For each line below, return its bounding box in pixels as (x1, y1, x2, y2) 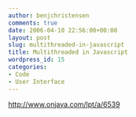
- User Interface (8, 77, 65, 85)
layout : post (8, 33, 51, 42)
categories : (8, 63, 47, 71)
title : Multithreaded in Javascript (8, 48, 128, 56)
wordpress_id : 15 (8, 56, 65, 64)
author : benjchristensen (8, 11, 90, 20)
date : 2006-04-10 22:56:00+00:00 (8, 26, 118, 34)
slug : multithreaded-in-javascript (8, 41, 125, 49)
